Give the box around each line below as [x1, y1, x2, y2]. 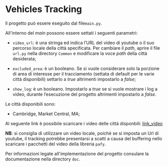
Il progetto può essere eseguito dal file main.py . [5, 20, 102, 26]
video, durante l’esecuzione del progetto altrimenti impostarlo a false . [12, 91, 157, 97]
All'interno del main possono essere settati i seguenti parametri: [5, 30, 138, 36]
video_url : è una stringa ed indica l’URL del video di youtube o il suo [12, 39, 154, 46]
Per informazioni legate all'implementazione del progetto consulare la [5, 150, 149, 156]
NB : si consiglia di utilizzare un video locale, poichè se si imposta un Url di [5, 130, 159, 136]
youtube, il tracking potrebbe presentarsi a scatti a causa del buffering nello [5, 135, 162, 141]
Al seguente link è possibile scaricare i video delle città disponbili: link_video [5, 120, 163, 126]
